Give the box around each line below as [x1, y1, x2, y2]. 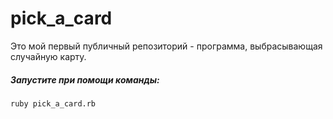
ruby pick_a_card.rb [10, 98, 97, 109]
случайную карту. [10, 50, 87, 62]
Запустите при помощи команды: [10, 73, 160, 86]
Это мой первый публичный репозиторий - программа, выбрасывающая [10, 40, 323, 52]
